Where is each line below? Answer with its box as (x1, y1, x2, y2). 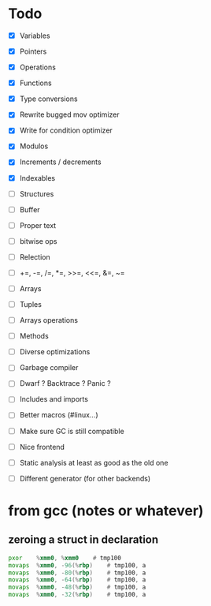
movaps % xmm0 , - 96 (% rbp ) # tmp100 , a (8, 561, 146, 569)
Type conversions (19, 94, 78, 103)
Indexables (19, 173, 56, 182)
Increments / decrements (19, 157, 102, 166)
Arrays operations (19, 316, 79, 325)
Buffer (19, 204, 41, 214)
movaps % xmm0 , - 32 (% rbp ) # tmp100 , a (8, 591, 146, 599)
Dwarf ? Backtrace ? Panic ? (19, 379, 112, 388)
